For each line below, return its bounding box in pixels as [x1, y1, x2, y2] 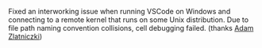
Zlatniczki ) [8, 31, 43, 41]
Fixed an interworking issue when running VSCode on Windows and [8, 7, 231, 16]
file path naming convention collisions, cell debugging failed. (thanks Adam [8, 24, 254, 32]
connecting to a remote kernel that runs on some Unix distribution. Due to [8, 15, 249, 24]
